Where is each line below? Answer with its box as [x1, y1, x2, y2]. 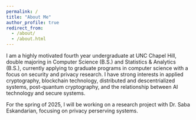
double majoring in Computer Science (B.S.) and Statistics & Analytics [6, 58, 176, 65]
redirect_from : [6, 25, 44, 31]
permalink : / [6, 8, 38, 15]
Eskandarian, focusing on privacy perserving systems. [6, 107, 139, 114]
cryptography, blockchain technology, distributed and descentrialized [6, 77, 175, 84]
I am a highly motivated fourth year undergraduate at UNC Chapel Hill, [6, 52, 177, 59]
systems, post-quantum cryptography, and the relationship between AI [6, 84, 178, 90]
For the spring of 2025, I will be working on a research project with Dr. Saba [6, 101, 191, 108]
